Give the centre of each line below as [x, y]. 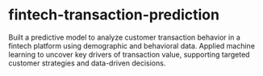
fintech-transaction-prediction [114, 15]
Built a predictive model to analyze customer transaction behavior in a [124, 37]
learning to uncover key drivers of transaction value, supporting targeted [129, 54]
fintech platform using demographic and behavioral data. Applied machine [132, 45]
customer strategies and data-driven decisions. [87, 63]
